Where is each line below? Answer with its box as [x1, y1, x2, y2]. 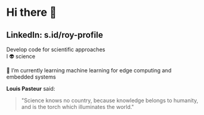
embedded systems [6, 73, 56, 80]
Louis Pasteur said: [6, 85, 55, 92]
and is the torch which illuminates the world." [21, 103, 135, 110]
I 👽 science [6, 53, 35, 60]
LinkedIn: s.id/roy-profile [6, 30, 104, 40]
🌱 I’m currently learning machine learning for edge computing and [6, 67, 172, 74]
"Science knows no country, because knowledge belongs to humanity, [21, 97, 199, 104]
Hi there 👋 [6, 5, 57, 19]
